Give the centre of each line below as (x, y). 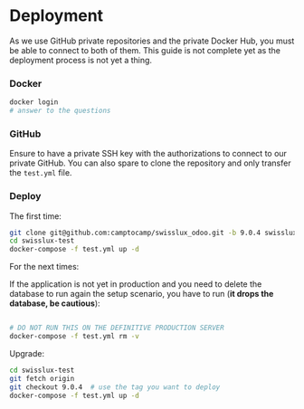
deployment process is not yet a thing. (81, 60)
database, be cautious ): (55, 303)
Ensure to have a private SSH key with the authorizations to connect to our (148, 154)
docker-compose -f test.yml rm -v (75, 337)
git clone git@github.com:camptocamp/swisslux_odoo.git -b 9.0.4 (135, 233)
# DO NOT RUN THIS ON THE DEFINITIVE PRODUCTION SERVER (117, 328)
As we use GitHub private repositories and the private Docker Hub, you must (152, 41)
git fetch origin (42, 378)
